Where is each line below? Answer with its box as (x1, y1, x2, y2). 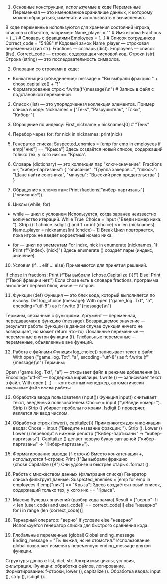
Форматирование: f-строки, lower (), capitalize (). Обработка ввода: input (5, 568, 161, 574)
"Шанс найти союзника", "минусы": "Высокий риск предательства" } (12, 172, 160, 178)
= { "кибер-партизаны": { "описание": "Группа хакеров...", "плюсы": (12, 167, 157, 172)
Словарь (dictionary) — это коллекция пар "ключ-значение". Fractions (12, 161, 162, 167)
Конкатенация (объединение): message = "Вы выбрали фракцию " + (12, 76, 158, 81)
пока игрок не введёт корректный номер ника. (12, 232, 113, 238)
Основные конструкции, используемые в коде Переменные (12, 4, 141, 10)
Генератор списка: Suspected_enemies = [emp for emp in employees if (12, 141, 161, 147)
